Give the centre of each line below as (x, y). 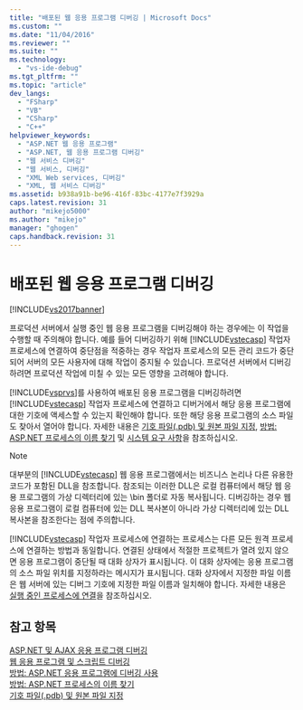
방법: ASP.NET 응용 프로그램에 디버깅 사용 (84, 673)
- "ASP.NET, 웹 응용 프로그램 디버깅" (81, 152)
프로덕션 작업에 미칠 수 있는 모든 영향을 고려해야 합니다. (131, 374)
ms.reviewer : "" (40, 43)
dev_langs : (30, 93)
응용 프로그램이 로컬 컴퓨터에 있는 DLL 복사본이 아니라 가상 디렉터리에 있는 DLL (149, 508)
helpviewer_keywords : (50, 136)
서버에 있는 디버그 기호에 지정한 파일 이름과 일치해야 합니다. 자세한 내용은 (157, 584)
